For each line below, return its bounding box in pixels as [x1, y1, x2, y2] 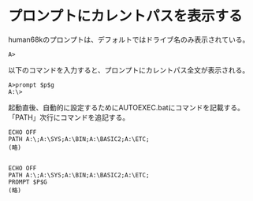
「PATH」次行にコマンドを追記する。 [8, 112, 130, 122]
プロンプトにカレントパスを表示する [8, 7, 243, 25]
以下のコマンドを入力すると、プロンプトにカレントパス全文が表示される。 [8, 65, 250, 75]
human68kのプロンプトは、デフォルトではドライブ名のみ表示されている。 [8, 35, 250, 44]
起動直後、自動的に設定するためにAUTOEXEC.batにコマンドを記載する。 [8, 102, 244, 112]
